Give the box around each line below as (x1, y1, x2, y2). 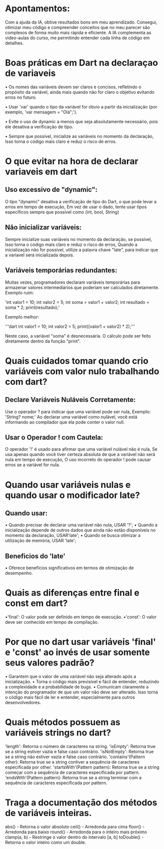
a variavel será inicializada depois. (5, 252, 74, 258)
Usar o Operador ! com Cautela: (5, 433, 103, 442)
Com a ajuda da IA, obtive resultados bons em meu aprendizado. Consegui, (5, 19, 158, 25)
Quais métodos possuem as (5, 717, 121, 728)
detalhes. (5, 40, 24, 46)
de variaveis (5, 68, 56, 79)
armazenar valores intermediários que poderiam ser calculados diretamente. (5, 284, 160, 290)
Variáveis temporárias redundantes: (5, 266, 117, 275)
